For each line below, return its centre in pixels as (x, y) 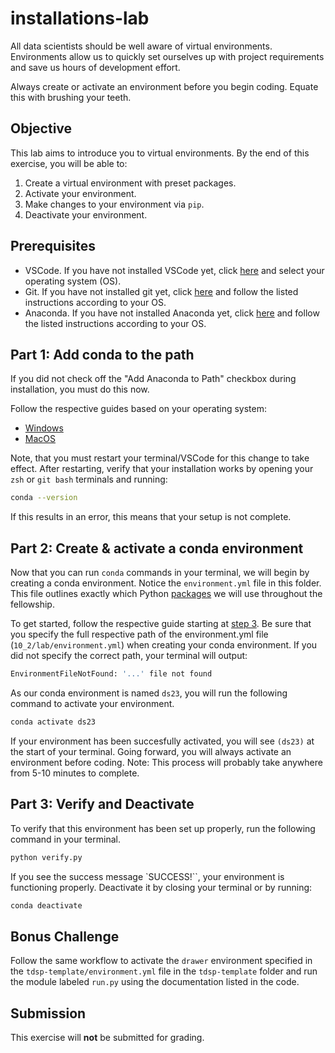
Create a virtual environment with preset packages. (130, 183)
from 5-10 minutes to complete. (75, 773)
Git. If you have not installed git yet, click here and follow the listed (161, 291)
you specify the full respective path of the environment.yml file (139, 634)
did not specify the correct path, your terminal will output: (129, 656)
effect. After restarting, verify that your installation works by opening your (162, 469)
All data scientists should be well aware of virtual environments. (141, 46)
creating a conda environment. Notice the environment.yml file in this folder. (166, 583)
